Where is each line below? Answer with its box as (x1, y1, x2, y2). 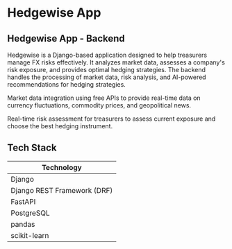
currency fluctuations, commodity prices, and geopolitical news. (7, 101, 192, 109)
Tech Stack (7, 142, 57, 154)
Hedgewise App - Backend (7, 33, 125, 44)
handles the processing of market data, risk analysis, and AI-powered (7, 73, 206, 81)
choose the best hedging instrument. (7, 122, 113, 130)
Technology (41, 162, 82, 172)
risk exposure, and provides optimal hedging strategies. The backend (7, 66, 206, 74)
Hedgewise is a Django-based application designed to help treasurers (7, 51, 207, 59)
